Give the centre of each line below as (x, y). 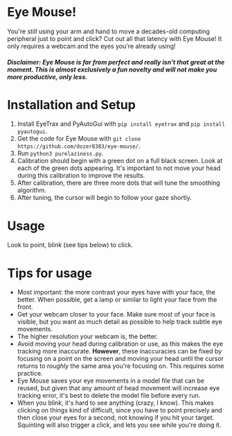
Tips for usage (50, 273)
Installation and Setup (72, 104)
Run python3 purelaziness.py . (60, 153)
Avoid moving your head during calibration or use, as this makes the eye (120, 344)
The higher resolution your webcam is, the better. (88, 337)
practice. (30, 374)
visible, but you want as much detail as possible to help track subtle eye (120, 322)
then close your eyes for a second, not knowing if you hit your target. (116, 418)
